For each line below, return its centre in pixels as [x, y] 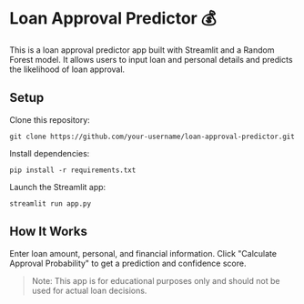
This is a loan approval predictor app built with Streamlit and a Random [142, 50]
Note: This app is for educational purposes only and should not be [156, 280]
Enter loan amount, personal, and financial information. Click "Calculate [143, 253]
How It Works [49, 232]
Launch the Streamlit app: [58, 187]
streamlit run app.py [51, 203]
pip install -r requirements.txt [73, 170]
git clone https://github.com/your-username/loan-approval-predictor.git [152, 137]
